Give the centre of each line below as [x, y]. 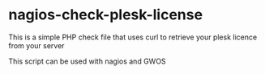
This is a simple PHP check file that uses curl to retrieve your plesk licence [133, 37]
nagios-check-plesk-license [106, 15]
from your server [36, 45]
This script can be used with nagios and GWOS [87, 61]
